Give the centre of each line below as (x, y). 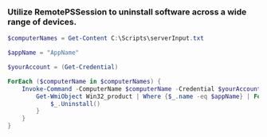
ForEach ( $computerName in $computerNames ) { (84, 81)
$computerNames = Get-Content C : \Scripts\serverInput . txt (106, 38)
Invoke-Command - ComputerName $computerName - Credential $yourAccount (141, 89)
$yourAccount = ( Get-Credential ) (63, 67)
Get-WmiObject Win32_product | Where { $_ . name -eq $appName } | (143, 96)
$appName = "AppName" (43, 53)
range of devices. (42, 22)
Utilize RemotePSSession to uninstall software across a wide (127, 12)
